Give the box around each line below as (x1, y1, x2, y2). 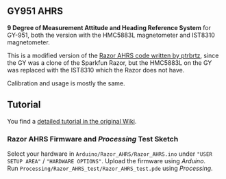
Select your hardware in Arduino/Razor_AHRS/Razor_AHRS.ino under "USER (7, 150, 212, 158)
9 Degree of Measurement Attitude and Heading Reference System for (7, 23, 211, 31)
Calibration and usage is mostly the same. (7, 79, 125, 87)
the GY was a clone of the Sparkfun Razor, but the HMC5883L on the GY (7, 58, 212, 67)
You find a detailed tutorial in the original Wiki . (7, 117, 137, 125)
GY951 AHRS (7, 5, 64, 17)
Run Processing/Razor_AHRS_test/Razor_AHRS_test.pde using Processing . (7, 164, 214, 172)
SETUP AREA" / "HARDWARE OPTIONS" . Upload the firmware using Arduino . (7, 156, 206, 165)
